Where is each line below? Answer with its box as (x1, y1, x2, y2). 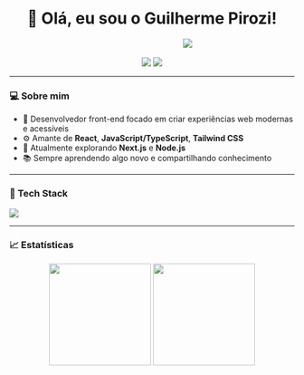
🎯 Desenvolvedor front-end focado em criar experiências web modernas (22, 113, 294, 125)
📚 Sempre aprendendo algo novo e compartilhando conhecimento (22, 153, 272, 164)
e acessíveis (22, 123, 70, 134)
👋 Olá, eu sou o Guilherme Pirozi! (26, 8, 278, 29)
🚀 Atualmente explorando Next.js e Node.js (22, 142, 186, 153)
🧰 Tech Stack (9, 187, 69, 200)
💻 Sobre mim (9, 90, 70, 102)
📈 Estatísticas (9, 239, 74, 252)
